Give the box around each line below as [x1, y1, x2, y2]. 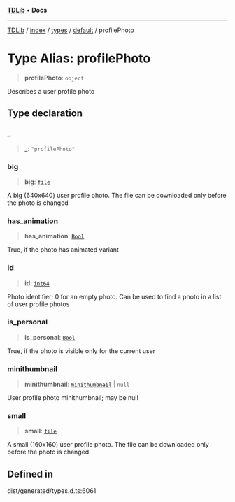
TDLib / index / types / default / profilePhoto [7, 26, 134, 34]
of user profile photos [7, 300, 70, 308]
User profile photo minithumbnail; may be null [7, 394, 138, 402]
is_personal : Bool [24, 333, 76, 341]
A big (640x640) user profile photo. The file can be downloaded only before [7, 191, 227, 199]
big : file [24, 178, 50, 186]
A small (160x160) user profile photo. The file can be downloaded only [7, 440, 210, 449]
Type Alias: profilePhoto [7, 50, 151, 66]
